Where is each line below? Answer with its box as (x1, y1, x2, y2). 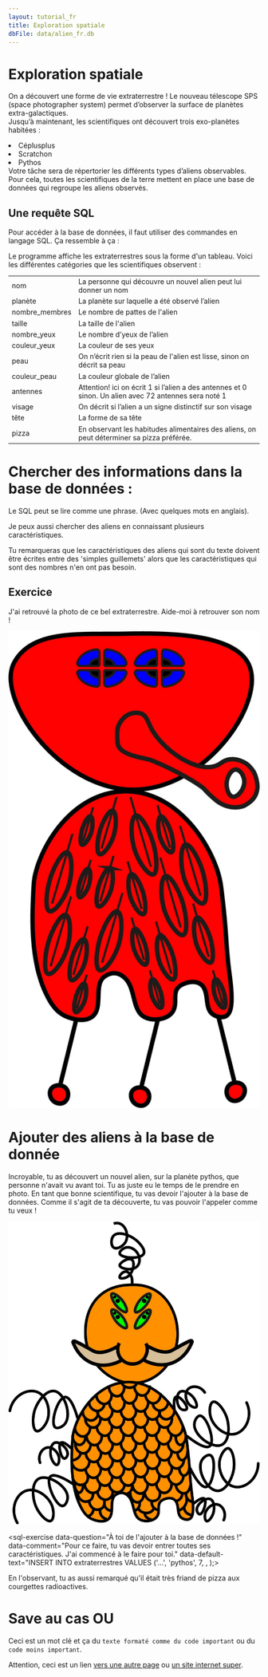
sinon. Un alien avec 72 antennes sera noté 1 (78, 391, 227, 401)
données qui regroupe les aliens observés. (8, 183, 148, 193)
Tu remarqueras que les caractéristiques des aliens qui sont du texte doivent (8, 546, 260, 555)
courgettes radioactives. (8, 1581, 89, 1591)
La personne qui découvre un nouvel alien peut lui (78, 276, 242, 286)
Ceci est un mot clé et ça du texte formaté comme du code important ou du (8, 1636, 255, 1645)
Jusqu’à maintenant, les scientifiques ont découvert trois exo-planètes (8, 116, 240, 127)
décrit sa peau (78, 360, 126, 370)
